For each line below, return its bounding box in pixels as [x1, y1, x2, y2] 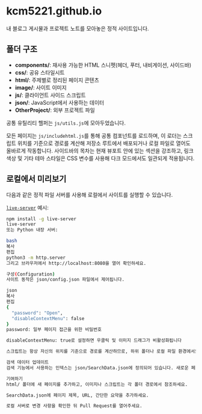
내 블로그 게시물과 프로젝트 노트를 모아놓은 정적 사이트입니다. [6, 25, 149, 32]
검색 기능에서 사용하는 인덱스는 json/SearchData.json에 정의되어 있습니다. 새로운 [6, 365, 189, 371]
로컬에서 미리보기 [6, 174, 67, 184]
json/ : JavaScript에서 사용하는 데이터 [14, 99, 105, 106]
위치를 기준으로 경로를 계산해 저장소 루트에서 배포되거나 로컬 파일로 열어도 [17, 140, 191, 147]
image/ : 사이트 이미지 [14, 84, 67, 91]
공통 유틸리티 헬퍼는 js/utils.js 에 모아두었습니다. [6, 119, 126, 126]
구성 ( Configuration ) [6, 271, 55, 277]
